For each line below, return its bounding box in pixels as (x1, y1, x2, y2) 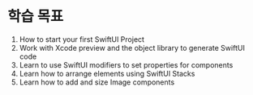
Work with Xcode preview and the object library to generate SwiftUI (19, 43, 245, 52)
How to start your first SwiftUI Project (19, 34, 145, 44)
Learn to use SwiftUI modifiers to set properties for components (19, 60, 234, 69)
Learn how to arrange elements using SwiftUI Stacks (19, 68, 195, 78)
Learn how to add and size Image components (19, 77, 175, 87)
